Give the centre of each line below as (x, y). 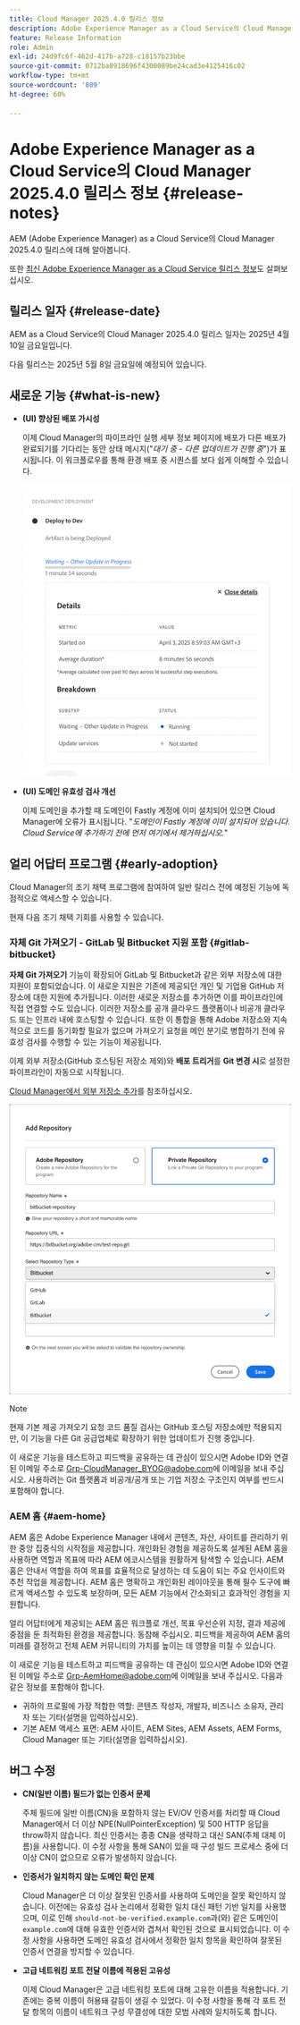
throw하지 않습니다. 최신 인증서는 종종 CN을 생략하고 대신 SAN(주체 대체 (149, 1835)
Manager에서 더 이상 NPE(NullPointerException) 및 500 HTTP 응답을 (146, 1824)
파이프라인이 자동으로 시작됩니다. (67, 1072)
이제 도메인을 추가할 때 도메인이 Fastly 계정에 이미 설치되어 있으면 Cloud (148, 810)
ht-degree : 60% (37, 94)
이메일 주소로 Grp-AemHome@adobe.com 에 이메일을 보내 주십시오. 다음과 (150, 1676)
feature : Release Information (66, 38)
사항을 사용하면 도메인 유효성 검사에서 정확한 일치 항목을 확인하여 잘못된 (157, 1940)
